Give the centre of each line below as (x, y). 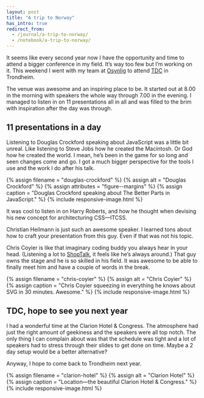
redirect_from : (26, 29)
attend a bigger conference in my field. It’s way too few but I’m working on (100, 64)
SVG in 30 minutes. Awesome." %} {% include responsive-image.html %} (98, 292)
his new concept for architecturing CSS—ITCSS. (67, 218)
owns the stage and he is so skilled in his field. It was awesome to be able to (102, 260)
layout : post (23, 12)
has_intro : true (27, 23)
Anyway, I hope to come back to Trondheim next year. (74, 363)
